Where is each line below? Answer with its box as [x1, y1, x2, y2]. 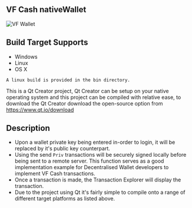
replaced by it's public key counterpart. [14, 145, 111, 152]
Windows [14, 53, 38, 60]
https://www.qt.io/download [6, 106, 74, 113]
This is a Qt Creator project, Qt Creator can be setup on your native [6, 87, 169, 94]
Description [6, 123, 50, 133]
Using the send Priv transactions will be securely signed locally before [14, 151, 187, 159]
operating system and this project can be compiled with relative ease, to [6, 94, 181, 101]
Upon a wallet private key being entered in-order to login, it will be [14, 138, 176, 146]
